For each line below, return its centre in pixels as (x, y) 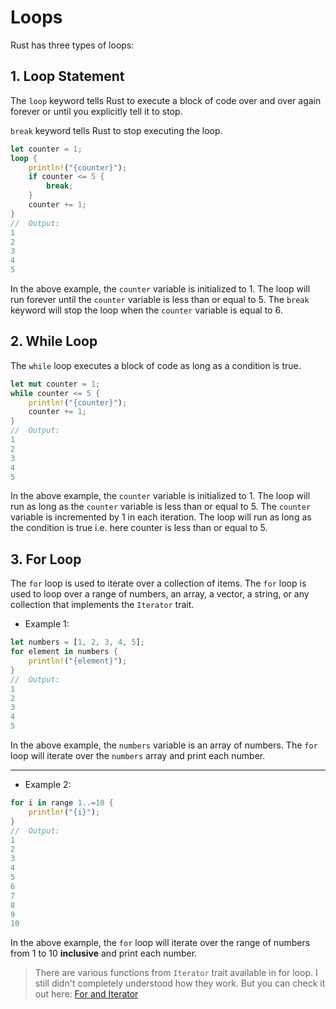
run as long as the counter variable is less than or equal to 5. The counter (161, 507)
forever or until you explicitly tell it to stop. (96, 111)
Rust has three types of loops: (72, 45)
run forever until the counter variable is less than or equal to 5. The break (160, 299)
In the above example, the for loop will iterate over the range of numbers (160, 943)
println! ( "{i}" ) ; (64, 812)
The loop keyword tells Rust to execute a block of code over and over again (166, 100)
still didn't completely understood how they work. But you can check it (180, 983)
